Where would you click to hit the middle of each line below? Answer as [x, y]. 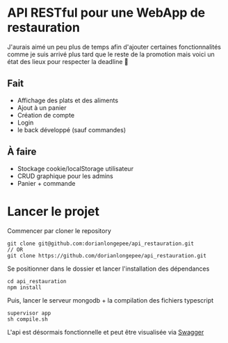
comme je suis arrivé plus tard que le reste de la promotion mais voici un [111, 54]
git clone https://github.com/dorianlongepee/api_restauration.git [107, 255]
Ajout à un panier [42, 107]
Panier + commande [46, 183]
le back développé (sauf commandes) [72, 129]
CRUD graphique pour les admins [65, 176]
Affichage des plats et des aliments [68, 100]
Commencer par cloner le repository [59, 230]
